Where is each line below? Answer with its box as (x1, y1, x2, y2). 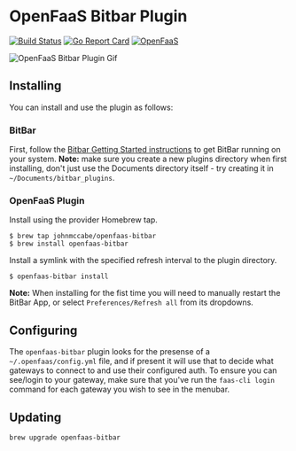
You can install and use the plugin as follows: (9, 102, 174, 113)
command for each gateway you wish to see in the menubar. (9, 384, 230, 395)
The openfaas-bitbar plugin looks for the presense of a (9, 346, 211, 357)
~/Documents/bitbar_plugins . (9, 173, 115, 183)
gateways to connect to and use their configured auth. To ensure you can (9, 365, 277, 376)
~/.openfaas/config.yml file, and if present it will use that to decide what (9, 356, 275, 367)
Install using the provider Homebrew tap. (9, 214, 158, 225)
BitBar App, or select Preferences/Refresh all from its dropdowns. (9, 297, 254, 307)
